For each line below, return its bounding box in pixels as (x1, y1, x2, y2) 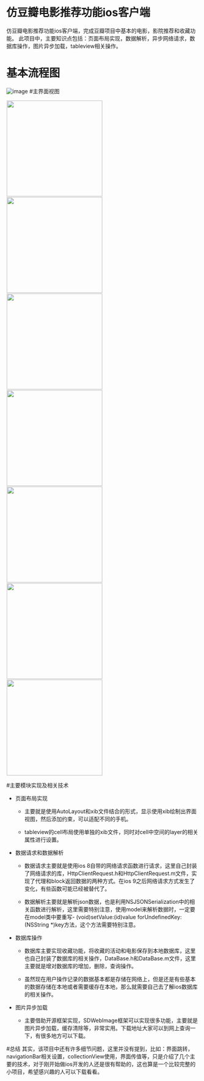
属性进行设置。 (24, 836, 62, 843)
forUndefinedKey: (137, 913, 182, 920)
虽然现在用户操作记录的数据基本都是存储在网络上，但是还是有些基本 (24, 975, 196, 982)
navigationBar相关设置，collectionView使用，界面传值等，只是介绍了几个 (6, 1052, 191, 1060)
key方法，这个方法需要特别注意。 (54, 920, 139, 928)
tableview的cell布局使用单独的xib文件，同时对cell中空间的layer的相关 (24, 828, 199, 835)
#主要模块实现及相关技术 (6, 781, 69, 789)
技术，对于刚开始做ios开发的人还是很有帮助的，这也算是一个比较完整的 (16, 1060, 196, 1068)
